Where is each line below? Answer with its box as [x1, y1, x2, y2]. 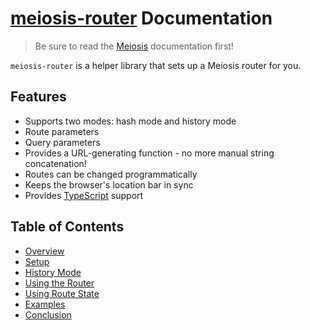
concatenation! [24, 157, 87, 169]
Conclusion [24, 308, 72, 321]
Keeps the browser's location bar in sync [24, 178, 194, 191]
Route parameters [24, 125, 100, 137]
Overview [24, 245, 65, 257]
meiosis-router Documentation [10, 7, 273, 30]
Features [10, 88, 67, 106]
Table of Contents [10, 218, 125, 236]
